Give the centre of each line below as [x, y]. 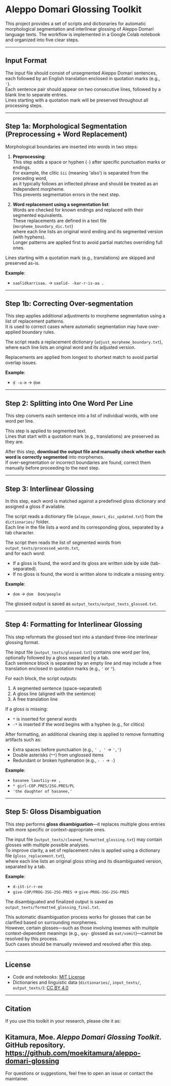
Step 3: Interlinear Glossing [50, 489]
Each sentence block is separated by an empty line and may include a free [83, 663]
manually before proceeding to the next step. [53, 468]
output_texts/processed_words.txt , [42, 548]
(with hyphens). [29, 237]
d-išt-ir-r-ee [27, 886]
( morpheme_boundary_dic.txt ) [43, 226]
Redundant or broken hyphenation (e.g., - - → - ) [64, 760]
